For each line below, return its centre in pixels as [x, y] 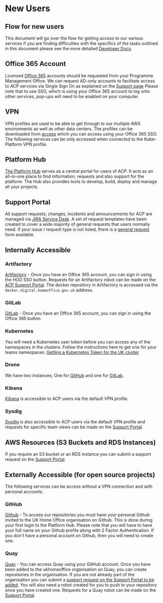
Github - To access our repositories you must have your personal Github [77, 515]
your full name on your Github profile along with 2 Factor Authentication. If [80, 530]
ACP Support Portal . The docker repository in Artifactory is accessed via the [81, 285]
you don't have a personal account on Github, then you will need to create [79, 536]
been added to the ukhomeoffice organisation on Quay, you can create [76, 569]
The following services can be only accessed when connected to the [74, 139]
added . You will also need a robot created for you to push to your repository [81, 585]
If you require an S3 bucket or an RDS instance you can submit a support [78, 454]
